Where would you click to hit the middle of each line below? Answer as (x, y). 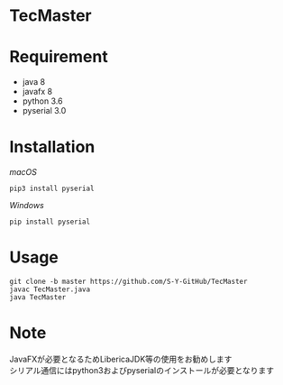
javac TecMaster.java (50, 289)
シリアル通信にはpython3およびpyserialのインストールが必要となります (142, 370)
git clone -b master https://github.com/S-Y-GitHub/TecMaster (128, 281)
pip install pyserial (50, 222)
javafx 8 (37, 92)
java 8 (34, 82)
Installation (52, 147)
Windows (27, 206)
